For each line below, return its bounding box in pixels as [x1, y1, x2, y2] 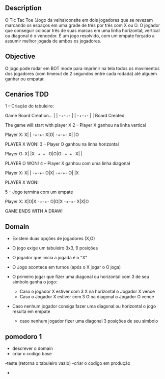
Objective [5, 52, 36, 61]
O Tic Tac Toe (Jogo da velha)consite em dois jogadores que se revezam [5, 17, 153, 23]
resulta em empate [12, 309, 51, 314]
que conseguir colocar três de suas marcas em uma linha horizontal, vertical [5, 27, 160, 34]
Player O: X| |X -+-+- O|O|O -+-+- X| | [5, 151, 82, 157]
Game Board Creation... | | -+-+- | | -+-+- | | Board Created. [5, 113, 126, 119]
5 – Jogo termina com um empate [5, 189, 73, 195]
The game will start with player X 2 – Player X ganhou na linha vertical [5, 122, 146, 128]
